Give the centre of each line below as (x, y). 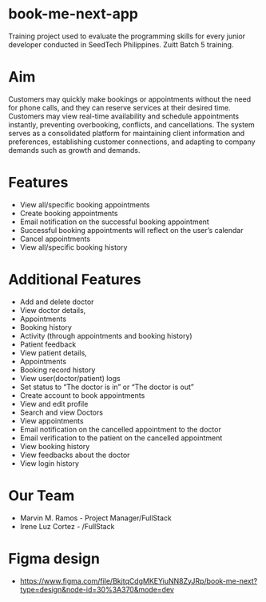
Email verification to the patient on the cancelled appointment (121, 438)
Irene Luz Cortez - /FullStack (67, 526)
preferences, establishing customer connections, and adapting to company (132, 142)
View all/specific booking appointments (85, 204)
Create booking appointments (69, 213)
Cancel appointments (55, 239)
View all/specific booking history (73, 247)
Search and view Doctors (62, 412)
